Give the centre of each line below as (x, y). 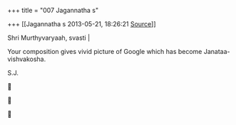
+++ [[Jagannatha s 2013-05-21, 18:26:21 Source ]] (82, 24)
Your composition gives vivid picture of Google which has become (105, 51)
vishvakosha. (27, 59)
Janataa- (217, 51)
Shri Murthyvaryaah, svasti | (49, 38)
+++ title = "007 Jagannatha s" (53, 10)
